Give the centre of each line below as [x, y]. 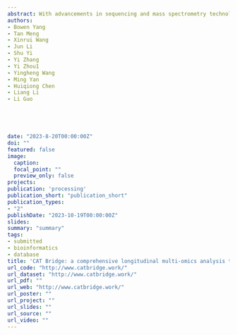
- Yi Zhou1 [23, 66]
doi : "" [19, 143]
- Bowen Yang [26, 27]
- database [23, 255]
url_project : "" [31, 300]
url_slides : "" [30, 307]
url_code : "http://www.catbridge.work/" [68, 268]
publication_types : [36, 202]
